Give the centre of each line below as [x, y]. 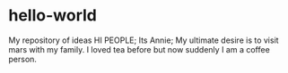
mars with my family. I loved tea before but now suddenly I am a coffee [139, 49]
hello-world [53, 16]
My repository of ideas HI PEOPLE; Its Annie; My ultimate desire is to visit [144, 40]
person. [23, 59]
